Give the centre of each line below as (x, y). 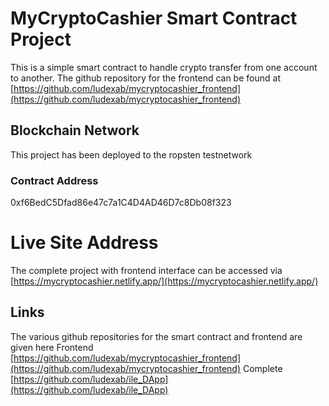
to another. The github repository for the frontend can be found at (145, 78)
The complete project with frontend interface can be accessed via (146, 270)
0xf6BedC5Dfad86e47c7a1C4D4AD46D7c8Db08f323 (121, 203)
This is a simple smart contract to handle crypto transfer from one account (164, 67)
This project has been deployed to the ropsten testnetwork (131, 154)
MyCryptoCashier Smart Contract (154, 18)
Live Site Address (84, 243)
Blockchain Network (75, 130)
